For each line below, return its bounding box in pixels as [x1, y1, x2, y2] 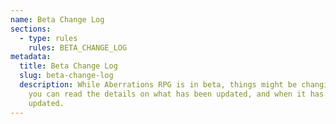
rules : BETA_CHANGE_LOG [28, 42, 128, 53]
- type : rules [19, 33, 78, 43]
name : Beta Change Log [10, 14, 105, 25]
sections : [10, 24, 52, 34]
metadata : [10, 52, 52, 62]
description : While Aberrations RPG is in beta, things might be [19, 80, 298, 90]
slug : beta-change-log [19, 71, 114, 81]
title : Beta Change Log [19, 61, 118, 71]
